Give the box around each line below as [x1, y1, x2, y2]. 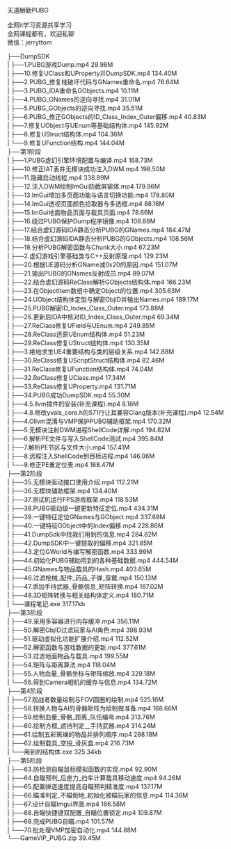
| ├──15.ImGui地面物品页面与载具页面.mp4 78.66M [7, 208, 154, 216]
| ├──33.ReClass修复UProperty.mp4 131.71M [7, 382, 136, 390]
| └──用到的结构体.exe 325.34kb [7, 747, 102, 756]
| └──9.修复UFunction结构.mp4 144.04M [7, 138, 125, 147]
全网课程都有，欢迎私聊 [7, 30, 74, 38]
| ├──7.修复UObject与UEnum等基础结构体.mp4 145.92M [7, 121, 169, 129]
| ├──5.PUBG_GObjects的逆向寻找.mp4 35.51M [7, 104, 143, 112]
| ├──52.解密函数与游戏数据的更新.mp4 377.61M [7, 643, 146, 651]
